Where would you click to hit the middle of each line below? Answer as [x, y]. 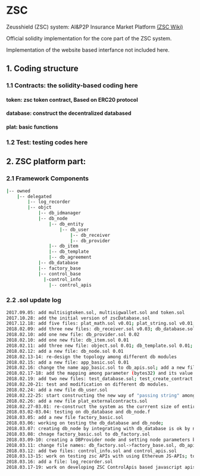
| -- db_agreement [70, 257]
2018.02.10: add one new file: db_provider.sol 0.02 [73, 335]
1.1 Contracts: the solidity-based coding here [72, 86]
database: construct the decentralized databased [69, 113]
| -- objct [40, 208]
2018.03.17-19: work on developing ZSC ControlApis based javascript [94, 468]
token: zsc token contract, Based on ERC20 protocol [72, 99]
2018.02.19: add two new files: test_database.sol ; [71, 379]
